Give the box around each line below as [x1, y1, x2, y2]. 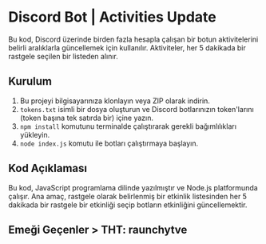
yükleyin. [19, 130, 50, 139]
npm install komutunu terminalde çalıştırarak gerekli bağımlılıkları [19, 121, 237, 131]
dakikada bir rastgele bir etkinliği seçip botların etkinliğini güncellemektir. [8, 200, 248, 210]
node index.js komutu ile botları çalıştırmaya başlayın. [19, 138, 199, 148]
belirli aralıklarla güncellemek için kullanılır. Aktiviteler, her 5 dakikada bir [8, 42, 246, 52]
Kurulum [8, 74, 53, 88]
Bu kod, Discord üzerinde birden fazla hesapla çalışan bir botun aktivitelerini [8, 34, 259, 44]
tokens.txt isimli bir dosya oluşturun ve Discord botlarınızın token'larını [19, 104, 254, 114]
